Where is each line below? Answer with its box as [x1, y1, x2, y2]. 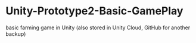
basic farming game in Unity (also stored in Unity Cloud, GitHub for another [5, 24, 191, 31]
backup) [5, 30, 26, 37]
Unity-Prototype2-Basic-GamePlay [5, 4, 183, 18]
